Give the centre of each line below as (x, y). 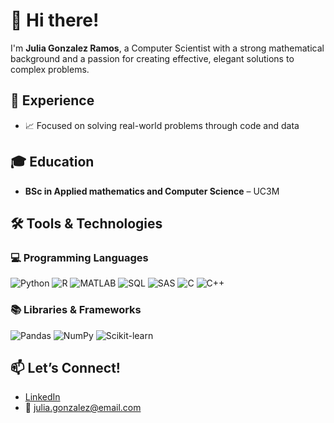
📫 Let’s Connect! (65, 367)
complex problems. (50, 69)
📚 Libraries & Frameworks (76, 310)
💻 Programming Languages (79, 257)
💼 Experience (52, 100)
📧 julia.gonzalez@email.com (83, 408)
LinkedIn (42, 397)
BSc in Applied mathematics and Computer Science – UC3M (152, 191)
